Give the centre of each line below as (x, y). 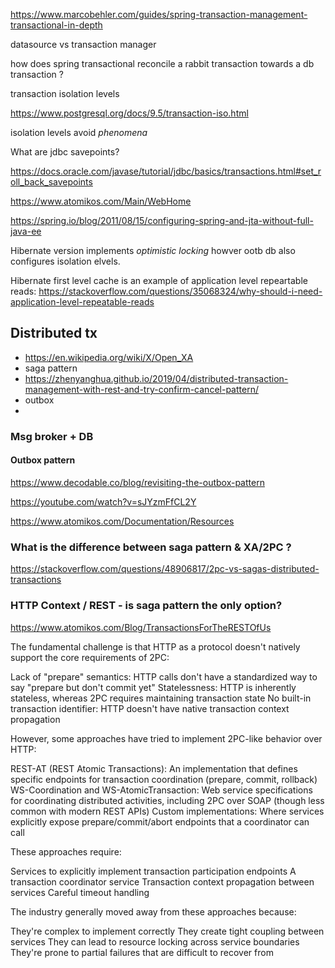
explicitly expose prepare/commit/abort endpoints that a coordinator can (160, 821)
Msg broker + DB (52, 436)
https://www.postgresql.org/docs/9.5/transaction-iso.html (129, 113)
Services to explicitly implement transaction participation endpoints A (153, 871)
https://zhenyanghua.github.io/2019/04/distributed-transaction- (156, 378)
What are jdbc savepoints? (65, 152)
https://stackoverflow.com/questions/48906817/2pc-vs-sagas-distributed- (165, 569)
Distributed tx (54, 333)
